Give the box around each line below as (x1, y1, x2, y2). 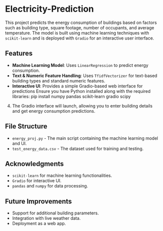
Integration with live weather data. (12, 215, 81, 221)
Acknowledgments (5, 160, 64, 168)
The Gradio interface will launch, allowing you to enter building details (12, 103, 153, 108)
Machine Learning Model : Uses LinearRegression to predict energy (12, 62, 149, 68)
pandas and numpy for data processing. (12, 183, 88, 189)
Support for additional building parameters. (12, 210, 99, 216)
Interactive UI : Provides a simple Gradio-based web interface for (12, 83, 143, 89)
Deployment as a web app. (12, 221, 66, 227)
